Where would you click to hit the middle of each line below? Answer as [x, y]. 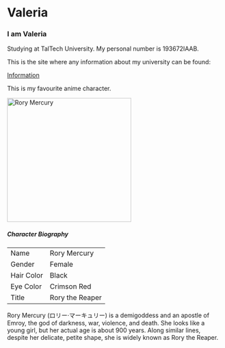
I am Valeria [27, 34]
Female [62, 265]
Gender [23, 265]
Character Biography [38, 235]
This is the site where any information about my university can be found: [109, 62]
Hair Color [27, 276]
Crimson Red [70, 286]
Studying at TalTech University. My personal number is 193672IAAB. [103, 49]
